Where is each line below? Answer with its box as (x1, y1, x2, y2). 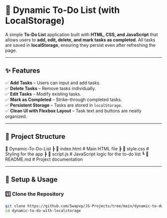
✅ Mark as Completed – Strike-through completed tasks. (5, 97, 122, 103)
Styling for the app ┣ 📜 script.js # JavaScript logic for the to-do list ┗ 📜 (5, 151, 149, 157)
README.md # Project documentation (5, 156, 83, 162)
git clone (5, 204, 26, 209)
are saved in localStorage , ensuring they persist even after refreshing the (5, 42, 156, 48)
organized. (5, 113, 27, 119)
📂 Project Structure (5, 132, 66, 141)
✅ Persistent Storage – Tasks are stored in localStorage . (5, 102, 122, 108)
